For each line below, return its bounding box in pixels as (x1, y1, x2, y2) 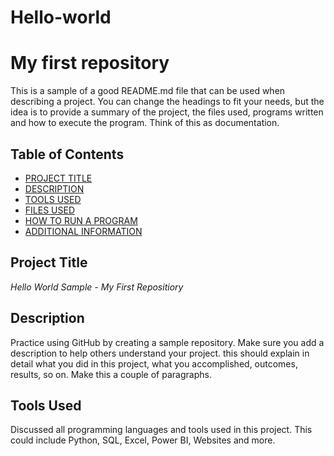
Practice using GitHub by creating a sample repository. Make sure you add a (10, 336, 325, 348)
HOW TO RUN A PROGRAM (24, 214, 138, 226)
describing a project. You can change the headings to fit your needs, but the (10, 96, 325, 108)
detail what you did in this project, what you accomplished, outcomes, (10, 357, 298, 370)
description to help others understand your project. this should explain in (10, 347, 310, 359)
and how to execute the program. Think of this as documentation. (10, 117, 280, 129)
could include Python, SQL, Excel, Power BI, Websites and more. (10, 434, 276, 446)
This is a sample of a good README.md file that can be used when (10, 85, 286, 97)
